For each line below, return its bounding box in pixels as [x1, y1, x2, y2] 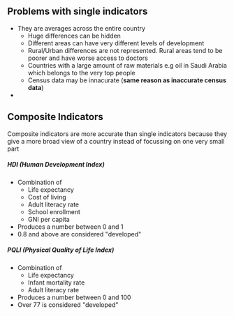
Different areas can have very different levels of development [27, 38, 205, 47]
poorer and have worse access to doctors [27, 54, 148, 62]
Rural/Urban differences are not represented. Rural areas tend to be [27, 46, 223, 54]
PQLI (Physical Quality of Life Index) [7, 246, 115, 254]
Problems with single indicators [7, 6, 148, 17]
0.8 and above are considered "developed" [17, 230, 142, 238]
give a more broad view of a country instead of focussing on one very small [7, 137, 225, 145]
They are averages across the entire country [17, 24, 145, 32]
